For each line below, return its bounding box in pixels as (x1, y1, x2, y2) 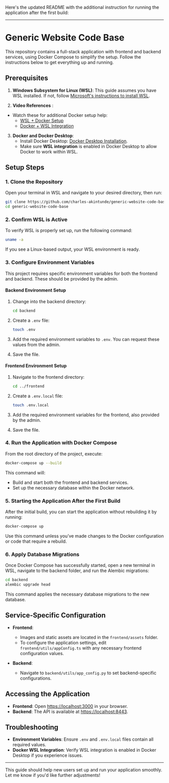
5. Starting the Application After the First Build (5, 497, 121, 504)
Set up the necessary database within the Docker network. (12, 484, 135, 490)
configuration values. (20, 650, 64, 656)
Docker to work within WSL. (20, 149, 78, 155)
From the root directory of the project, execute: (5, 451, 103, 457)
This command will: (5, 469, 46, 475)
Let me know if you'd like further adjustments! (5, 772, 101, 778)
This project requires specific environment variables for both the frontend (5, 270, 157, 276)
